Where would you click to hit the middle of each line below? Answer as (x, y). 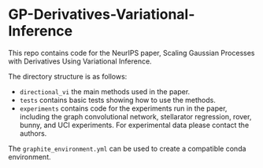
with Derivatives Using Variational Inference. (80, 61)
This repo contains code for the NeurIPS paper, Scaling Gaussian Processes (131, 53)
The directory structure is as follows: (68, 76)
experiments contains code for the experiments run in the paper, (123, 108)
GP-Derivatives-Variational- (102, 15)
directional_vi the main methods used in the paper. (105, 91)
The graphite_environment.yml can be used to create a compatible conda (127, 148)
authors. (33, 133)
